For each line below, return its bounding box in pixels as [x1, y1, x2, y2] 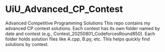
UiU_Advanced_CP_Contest [5, 3, 123, 15]
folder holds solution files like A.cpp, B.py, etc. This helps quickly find [5, 36, 150, 42]
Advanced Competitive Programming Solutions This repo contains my [5, 20, 151, 26]
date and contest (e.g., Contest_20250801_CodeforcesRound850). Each [5, 30, 155, 36]
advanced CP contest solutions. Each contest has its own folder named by [5, 25, 160, 31]
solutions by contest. [5, 41, 49, 47]
